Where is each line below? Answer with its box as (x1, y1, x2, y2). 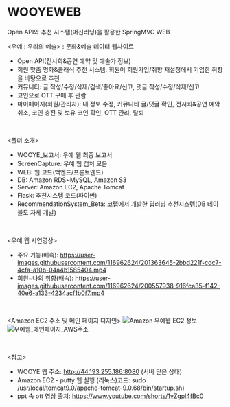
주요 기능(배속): (16, 251, 59, 259)
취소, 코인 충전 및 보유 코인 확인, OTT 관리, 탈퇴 (16, 108, 144, 117)
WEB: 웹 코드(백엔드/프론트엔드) (16, 167, 104, 176)
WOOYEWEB (7, 4, 82, 20)
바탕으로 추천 (24, 73, 60, 82)
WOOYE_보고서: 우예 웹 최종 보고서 (16, 150, 113, 159)
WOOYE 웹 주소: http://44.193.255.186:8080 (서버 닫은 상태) (16, 367, 183, 375)
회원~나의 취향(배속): (16, 274, 74, 282)
